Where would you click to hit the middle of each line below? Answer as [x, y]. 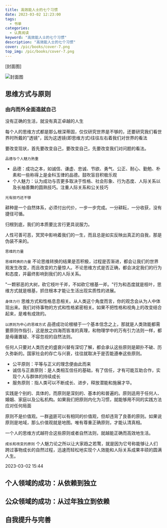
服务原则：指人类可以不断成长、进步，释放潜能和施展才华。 [73, 383]
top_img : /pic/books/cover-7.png [40, 51]
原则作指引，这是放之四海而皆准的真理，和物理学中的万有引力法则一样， [83, 330]
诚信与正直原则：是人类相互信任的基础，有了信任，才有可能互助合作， [84, 370]
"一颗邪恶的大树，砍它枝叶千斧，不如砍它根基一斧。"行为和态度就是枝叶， [81, 285]
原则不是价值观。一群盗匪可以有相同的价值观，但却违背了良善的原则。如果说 [83, 417]
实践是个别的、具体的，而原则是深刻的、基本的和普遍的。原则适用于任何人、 [83, 393]
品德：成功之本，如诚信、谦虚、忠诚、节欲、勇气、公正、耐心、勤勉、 [84, 169]
